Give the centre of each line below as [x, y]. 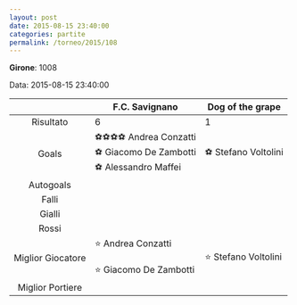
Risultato [50, 122]
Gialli [50, 214]
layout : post [33, 17]
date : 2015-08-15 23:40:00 [59, 26]
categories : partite [48, 34]
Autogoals [49, 185]
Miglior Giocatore [50, 258]
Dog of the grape [244, 107]
